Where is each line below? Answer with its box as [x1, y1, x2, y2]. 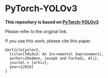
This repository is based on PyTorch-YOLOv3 [5, 19, 99, 25]
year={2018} [9, 64, 34, 69]
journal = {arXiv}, [9, 60, 49, 65]
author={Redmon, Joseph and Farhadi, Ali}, [9, 56, 99, 61]
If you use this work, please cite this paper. [5, 38, 92, 44]
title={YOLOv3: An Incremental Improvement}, [9, 52, 104, 57]
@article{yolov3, [5, 47, 41, 52]
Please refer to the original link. [5, 28, 68, 34]
